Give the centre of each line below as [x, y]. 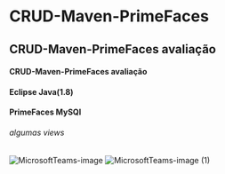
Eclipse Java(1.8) [41, 91]
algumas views [37, 132]
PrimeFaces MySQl [45, 112]
